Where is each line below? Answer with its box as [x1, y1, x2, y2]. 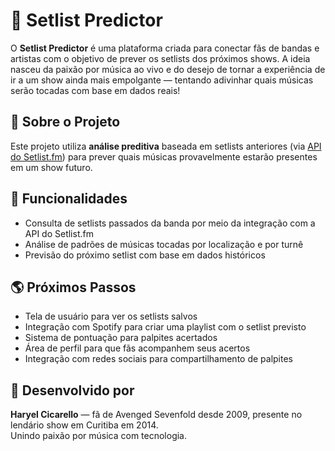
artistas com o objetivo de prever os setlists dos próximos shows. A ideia [10, 52, 311, 64]
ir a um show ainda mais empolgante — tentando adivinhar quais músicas [10, 74, 314, 86]
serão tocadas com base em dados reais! [10, 84, 181, 96]
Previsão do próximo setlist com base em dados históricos [24, 249, 266, 261]
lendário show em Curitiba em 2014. [10, 419, 159, 431]
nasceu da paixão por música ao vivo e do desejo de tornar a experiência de [10, 63, 326, 75]
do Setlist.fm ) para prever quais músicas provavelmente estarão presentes [10, 150, 318, 163]
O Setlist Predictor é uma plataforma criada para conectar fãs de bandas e [10, 42, 320, 54]
